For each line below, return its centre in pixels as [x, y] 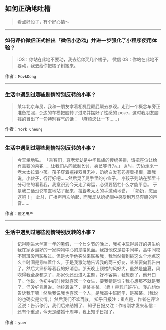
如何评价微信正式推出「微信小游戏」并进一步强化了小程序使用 [79, 40]
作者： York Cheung [24, 129]
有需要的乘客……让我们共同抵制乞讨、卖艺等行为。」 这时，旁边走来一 [87, 166]
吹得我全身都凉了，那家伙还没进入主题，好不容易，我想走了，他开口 [86, 275]
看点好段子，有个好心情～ [43, 22]
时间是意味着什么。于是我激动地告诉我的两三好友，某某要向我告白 [93, 262]
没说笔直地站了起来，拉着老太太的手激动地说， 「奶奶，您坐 [96, 190]
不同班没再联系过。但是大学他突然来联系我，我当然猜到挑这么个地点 [86, 256]
